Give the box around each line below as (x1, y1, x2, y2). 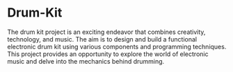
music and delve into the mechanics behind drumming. (7, 57, 165, 65)
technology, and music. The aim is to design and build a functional (7, 35, 197, 43)
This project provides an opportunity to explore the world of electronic (7, 50, 209, 58)
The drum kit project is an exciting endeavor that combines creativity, (7, 28, 206, 36)
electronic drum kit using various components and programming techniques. (7, 42, 227, 51)
